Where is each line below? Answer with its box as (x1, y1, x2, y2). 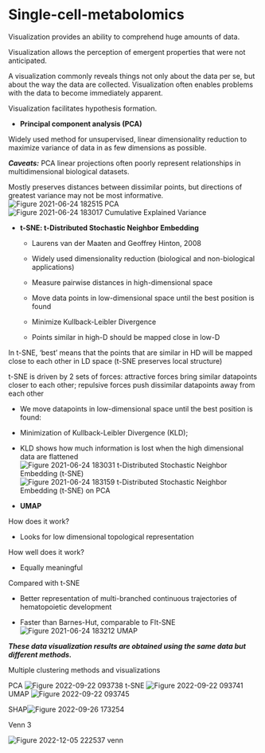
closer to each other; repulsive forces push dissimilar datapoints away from (8, 380, 255, 389)
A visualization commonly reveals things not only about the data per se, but (8, 71, 255, 80)
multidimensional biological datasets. (8, 166, 130, 176)
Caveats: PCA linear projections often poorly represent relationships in (8, 158, 241, 168)
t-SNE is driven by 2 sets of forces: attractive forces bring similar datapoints (8, 372, 257, 381)
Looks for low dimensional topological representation (19, 532, 194, 541)
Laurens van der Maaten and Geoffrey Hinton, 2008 (31, 238, 201, 248)
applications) (31, 262, 75, 271)
